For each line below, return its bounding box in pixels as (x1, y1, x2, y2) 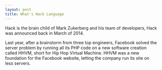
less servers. (5, 60, 31, 66)
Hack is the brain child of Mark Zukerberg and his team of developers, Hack (5, 25, 157, 31)
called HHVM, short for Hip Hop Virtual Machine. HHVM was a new (5, 50, 140, 56)
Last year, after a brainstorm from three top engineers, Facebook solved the (5, 39, 157, 45)
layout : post (5, 7, 32, 12)
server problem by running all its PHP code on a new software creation (5, 45, 147, 51)
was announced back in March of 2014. (5, 30, 84, 36)
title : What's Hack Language (5, 12, 64, 17)
